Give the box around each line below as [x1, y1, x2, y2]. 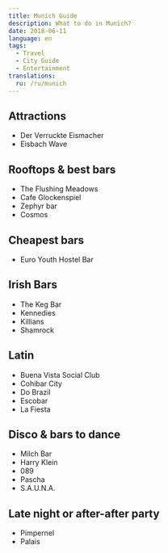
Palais [19, 537, 40, 547]
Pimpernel [19, 528, 55, 538]
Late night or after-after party [8, 506, 160, 521]
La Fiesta [19, 404, 51, 414]
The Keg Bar [19, 300, 62, 309]
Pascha [19, 475, 46, 484]
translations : [8, 72, 57, 80]
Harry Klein [19, 458, 58, 467]
